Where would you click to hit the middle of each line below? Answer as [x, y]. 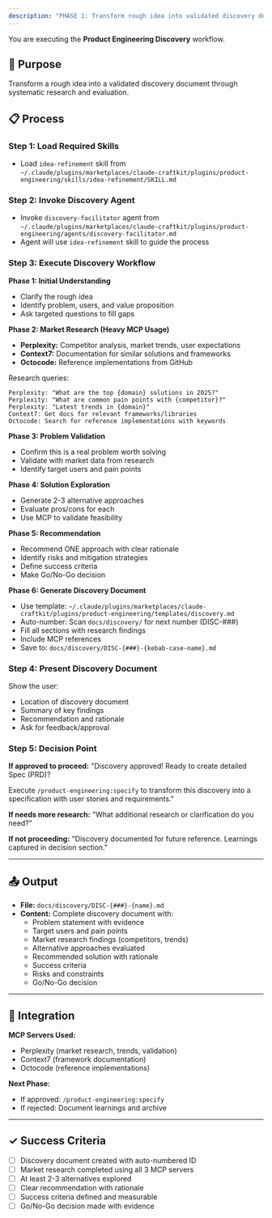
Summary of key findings [62, 711]
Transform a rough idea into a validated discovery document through [123, 84]
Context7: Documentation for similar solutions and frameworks [125, 354]
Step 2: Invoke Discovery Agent [72, 201]
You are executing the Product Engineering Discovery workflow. [117, 39]
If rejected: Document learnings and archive [93, 1108]
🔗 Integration [42, 1015]
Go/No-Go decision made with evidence [87, 1206]
